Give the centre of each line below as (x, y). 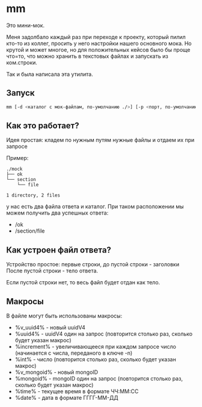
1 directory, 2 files (33, 195)
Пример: (17, 158)
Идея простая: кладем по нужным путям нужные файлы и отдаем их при (100, 140)
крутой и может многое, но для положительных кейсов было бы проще (98, 49)
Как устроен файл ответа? (59, 250)
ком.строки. (22, 63)
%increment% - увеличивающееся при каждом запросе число (95, 347)
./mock (14, 169)
